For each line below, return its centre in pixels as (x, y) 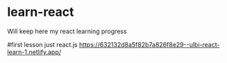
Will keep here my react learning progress (67, 31)
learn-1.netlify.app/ (34, 52)
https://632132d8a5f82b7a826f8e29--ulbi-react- (149, 44)
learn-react (41, 12)
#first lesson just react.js (42, 44)
